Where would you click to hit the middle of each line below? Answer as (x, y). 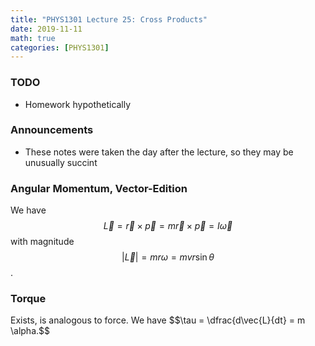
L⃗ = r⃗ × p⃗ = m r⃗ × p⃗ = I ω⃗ (168, 226)
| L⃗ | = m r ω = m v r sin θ (168, 257)
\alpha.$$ (30, 331)
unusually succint (61, 162)
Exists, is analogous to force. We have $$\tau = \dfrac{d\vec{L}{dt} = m (158, 320)
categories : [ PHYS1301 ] (60, 47)
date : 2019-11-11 (46, 29)
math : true (33, 38)
